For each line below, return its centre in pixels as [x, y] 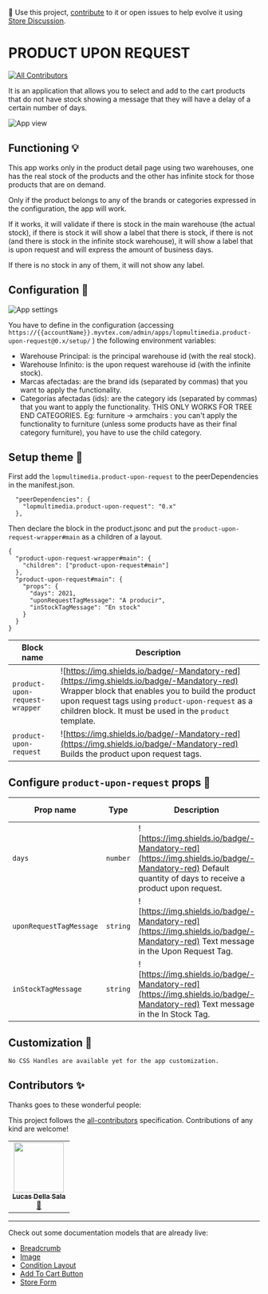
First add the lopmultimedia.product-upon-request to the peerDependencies [134, 476]
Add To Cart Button [51, 1273]
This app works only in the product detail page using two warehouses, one [131, 167]
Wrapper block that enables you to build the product [158, 691]
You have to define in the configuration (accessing [91, 324]
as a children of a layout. [122, 537]
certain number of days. [48, 107]
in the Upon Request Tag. [186, 951]
